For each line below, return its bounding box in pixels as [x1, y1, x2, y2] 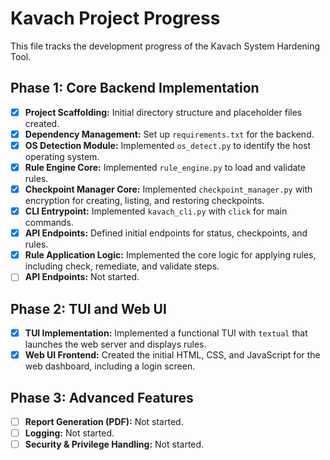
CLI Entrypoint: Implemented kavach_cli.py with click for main [24, 205, 288, 217]
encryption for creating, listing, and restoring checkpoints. [24, 195, 265, 207]
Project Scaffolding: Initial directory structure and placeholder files [24, 106, 303, 118]
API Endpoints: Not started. [24, 271, 140, 283]
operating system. [24, 150, 100, 162]
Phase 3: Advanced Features [10, 389, 194, 406]
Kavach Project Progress [10, 7, 221, 30]
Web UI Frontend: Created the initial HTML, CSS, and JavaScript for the [24, 349, 321, 361]
